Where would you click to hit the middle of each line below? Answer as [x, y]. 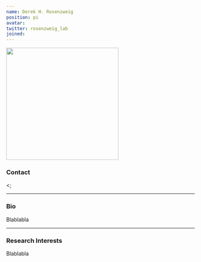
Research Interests [34, 240]
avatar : [16, 23]
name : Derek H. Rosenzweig [40, 12]
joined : [16, 34]
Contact [18, 172]
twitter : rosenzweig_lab [37, 28]
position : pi [22, 17]
